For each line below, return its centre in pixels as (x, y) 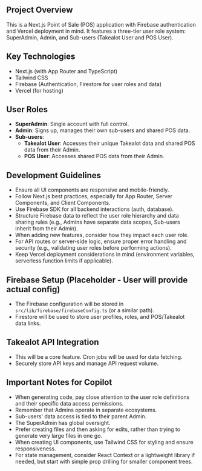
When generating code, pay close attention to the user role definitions (102, 397)
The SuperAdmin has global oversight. (63, 423)
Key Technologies (41, 57)
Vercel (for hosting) (39, 90)
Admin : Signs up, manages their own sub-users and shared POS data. (103, 130)
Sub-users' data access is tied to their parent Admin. (81, 416)
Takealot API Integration (53, 342)
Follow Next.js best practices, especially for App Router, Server (94, 196)
